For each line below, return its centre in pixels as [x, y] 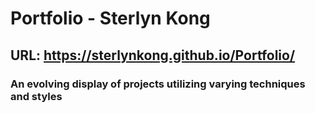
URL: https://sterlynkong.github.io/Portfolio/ [153, 55]
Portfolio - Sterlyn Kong [110, 18]
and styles [36, 96]
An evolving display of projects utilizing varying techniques [158, 84]
